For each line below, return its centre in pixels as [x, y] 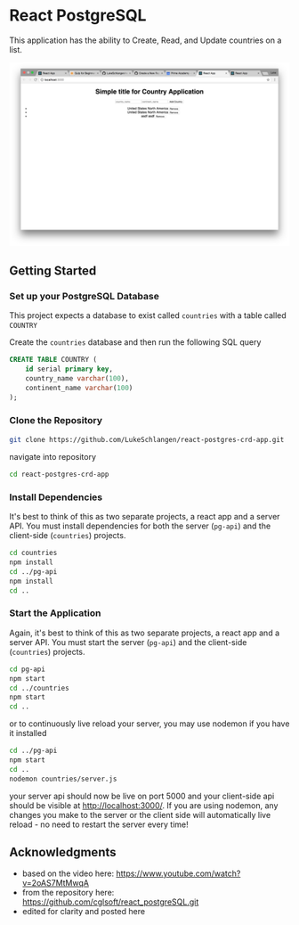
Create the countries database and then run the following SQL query [135, 342]
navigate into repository [53, 456]
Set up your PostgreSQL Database [85, 297]
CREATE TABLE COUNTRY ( [53, 360]
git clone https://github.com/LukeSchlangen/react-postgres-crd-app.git [147, 440]
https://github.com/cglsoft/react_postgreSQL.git [110, 902]
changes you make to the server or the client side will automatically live [140, 814]
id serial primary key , [69, 369]
